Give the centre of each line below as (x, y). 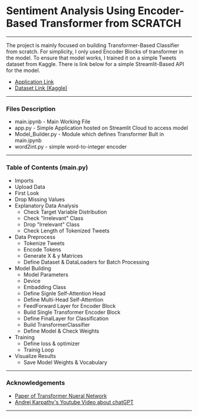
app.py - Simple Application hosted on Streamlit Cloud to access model (101, 128)
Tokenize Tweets (44, 243)
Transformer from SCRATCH (110, 23)
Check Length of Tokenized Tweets (67, 231)
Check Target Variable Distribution (65, 212)
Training (25, 337)
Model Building (33, 268)
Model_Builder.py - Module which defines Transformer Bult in (89, 134)
